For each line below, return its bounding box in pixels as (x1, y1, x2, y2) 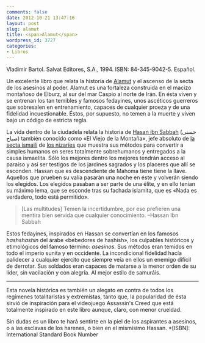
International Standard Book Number (6, 331, 99, 338)
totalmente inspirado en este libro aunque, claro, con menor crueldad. (6, 306, 182, 313)
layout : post (6, 20, 40, 26)
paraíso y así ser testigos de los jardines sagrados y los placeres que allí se (6, 160, 196, 168)
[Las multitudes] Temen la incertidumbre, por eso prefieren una (21, 205, 181, 212)
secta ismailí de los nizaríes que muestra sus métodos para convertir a (6, 141, 184, 149)
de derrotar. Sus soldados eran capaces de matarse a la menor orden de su (6, 262, 196, 270)
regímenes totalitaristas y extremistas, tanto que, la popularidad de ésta (6, 293, 187, 300)
